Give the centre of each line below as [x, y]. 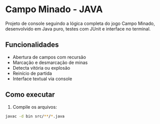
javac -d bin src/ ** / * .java [35, 116]
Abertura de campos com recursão [49, 57]
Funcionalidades [32, 45]
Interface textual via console [42, 79]
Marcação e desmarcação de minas [50, 63]
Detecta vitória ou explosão [41, 68]
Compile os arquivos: [35, 107]
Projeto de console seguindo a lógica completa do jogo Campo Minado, [80, 23]
